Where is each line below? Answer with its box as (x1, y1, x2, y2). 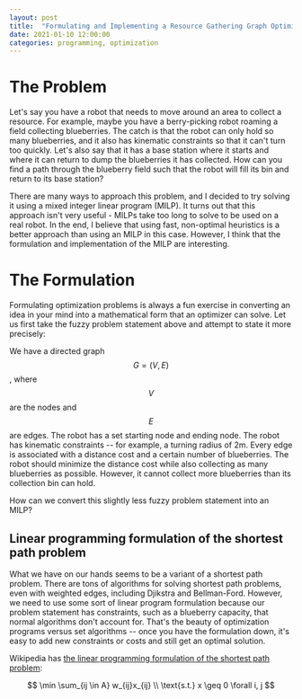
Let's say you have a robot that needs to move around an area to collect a (9, 107, 282, 118)
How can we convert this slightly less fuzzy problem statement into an (9, 495, 270, 506)
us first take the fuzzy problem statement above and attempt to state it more (9, 319, 292, 330)
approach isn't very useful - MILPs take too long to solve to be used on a (9, 210, 279, 221)
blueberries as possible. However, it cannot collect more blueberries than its (9, 468, 292, 479)
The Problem (9, 77, 107, 97)
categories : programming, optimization (9, 38, 159, 48)
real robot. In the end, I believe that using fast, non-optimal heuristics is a (9, 219, 280, 230)
